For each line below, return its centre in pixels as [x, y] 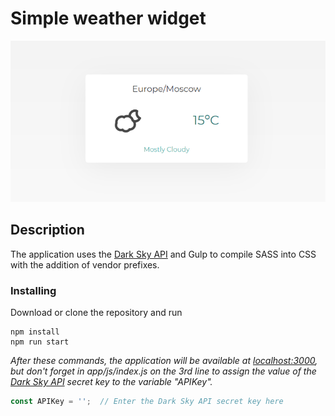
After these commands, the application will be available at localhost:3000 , [164, 361]
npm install [35, 332]
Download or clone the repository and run [96, 313]
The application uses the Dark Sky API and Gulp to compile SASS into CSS [163, 254]
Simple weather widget [108, 18]
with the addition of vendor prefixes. [85, 264]
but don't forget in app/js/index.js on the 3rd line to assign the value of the [163, 371]
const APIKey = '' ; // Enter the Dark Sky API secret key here [147, 402]
